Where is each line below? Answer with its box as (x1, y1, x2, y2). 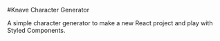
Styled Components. (7, 27, 66, 34)
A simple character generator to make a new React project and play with (7, 19, 213, 27)
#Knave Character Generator (7, 6, 90, 14)
